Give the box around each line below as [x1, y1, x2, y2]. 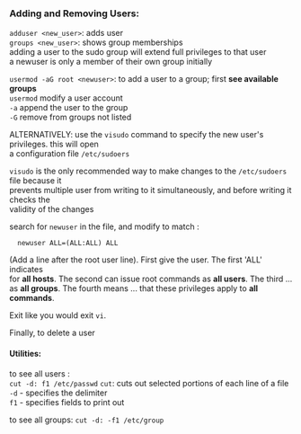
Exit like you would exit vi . [9, 310, 106, 321]
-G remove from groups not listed [9, 111, 132, 123]
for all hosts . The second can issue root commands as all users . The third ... [9, 273, 293, 285]
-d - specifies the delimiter [9, 387, 108, 398]
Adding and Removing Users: [9, 7, 139, 20]
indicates [9, 264, 43, 275]
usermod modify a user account [9, 93, 123, 103]
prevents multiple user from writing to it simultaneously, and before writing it [9, 185, 292, 196]
